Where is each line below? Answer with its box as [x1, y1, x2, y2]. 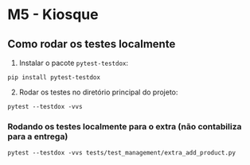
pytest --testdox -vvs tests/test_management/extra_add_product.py [7, 149, 236, 157]
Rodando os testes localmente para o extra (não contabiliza [7, 121, 242, 132]
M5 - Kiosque [7, 6, 99, 24]
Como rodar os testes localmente [7, 37, 176, 51]
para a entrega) [7, 131, 68, 142]
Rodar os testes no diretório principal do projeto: [18, 87, 178, 97]
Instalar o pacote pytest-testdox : [18, 58, 129, 67]
